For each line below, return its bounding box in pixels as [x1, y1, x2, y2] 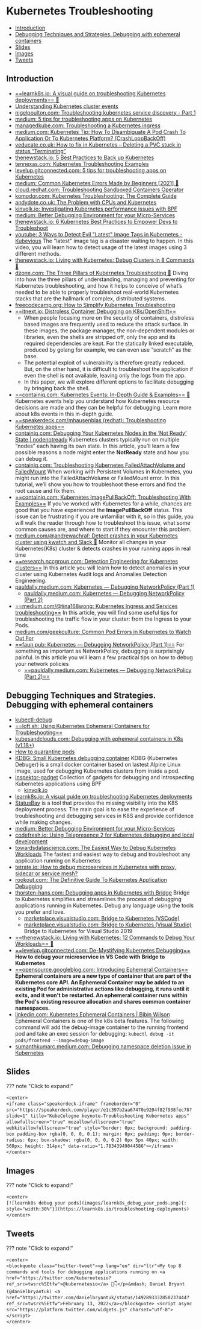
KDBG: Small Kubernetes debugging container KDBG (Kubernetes [14, 754, 178, 761]
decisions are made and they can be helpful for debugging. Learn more [14, 404, 192, 411]
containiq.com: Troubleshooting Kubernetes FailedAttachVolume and [14, 461, 185, 469]
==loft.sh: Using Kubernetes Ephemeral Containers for [14, 722, 150, 729]
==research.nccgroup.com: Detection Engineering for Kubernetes [14, 557, 179, 565]
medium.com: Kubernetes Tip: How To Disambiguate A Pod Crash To [14, 128, 186, 135]
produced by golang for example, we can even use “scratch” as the [23, 346, 191, 353]
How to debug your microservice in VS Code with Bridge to [14, 953, 165, 960]
